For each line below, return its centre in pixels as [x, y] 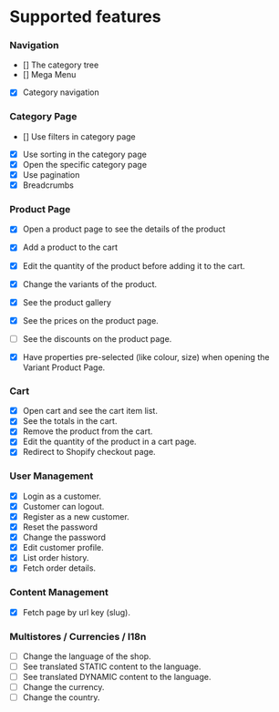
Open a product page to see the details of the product [124, 229]
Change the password [64, 537]
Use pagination [51, 174]
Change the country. [61, 697]
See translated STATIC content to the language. [112, 666]
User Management [52, 476]
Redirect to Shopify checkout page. [89, 452]
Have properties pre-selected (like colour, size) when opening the [146, 356]
